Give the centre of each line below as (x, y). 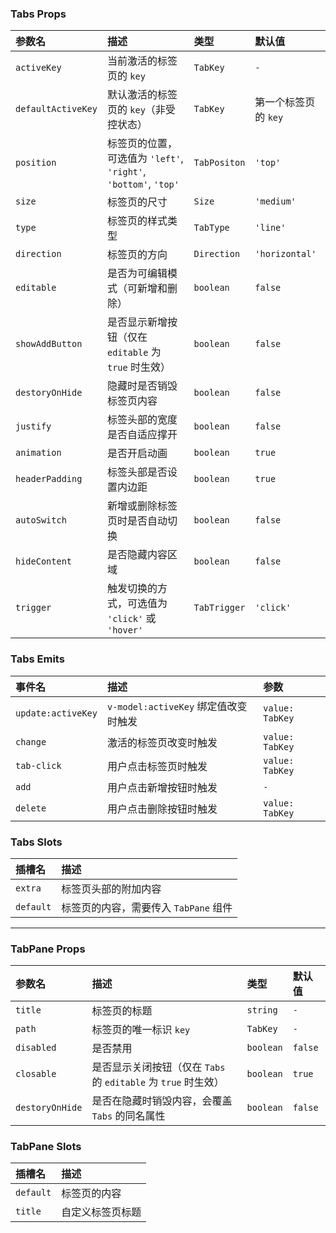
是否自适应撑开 (142, 435)
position (36, 163)
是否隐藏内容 (137, 555)
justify (33, 426)
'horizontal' (285, 254)
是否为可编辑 (137, 274)
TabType (211, 228)
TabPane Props (48, 949)
